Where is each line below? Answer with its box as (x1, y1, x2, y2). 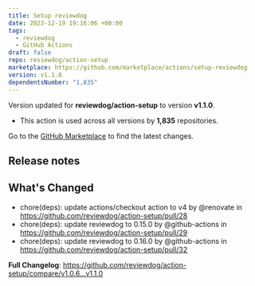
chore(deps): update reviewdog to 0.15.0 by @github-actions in (19, 219, 227, 229)
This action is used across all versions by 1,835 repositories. (19, 116, 219, 125)
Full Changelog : (8, 260, 61, 269)
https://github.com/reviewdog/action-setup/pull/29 (19, 228, 188, 237)
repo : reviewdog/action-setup (8, 57, 109, 65)
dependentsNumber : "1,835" (8, 78, 98, 86)
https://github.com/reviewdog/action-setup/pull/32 (19, 245, 188, 254)
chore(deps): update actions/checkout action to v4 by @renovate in (19, 202, 243, 212)
